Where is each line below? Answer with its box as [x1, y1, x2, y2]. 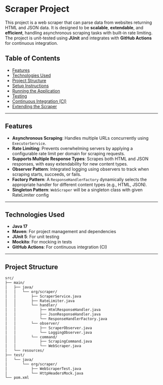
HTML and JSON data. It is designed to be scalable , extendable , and [5, 24, 144, 30]
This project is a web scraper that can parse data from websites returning [5, 19, 152, 25]
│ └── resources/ [5, 348, 45, 353]
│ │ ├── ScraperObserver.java [5, 325, 92, 330]
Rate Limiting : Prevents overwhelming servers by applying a [12, 145, 133, 151]
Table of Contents [5, 55, 61, 63]
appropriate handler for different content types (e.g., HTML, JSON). [12, 182, 147, 187]
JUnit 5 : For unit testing [12, 234, 60, 239]
